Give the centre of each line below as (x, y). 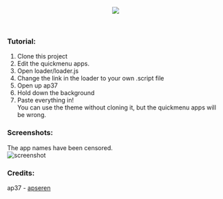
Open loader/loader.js (48, 71)
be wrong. (32, 115)
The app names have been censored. (60, 147)
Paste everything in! (45, 101)
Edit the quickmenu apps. (53, 64)
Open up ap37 (38, 85)
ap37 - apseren (29, 188)
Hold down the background (56, 93)
